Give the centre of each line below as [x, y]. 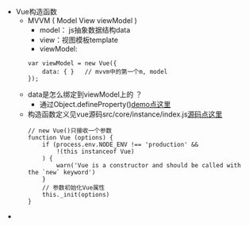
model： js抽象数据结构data [85, 30]
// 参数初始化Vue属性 [74, 188]
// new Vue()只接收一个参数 [70, 131]
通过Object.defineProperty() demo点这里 [105, 104]
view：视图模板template [79, 40]
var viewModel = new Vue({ [72, 63]
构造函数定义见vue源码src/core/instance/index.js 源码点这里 [125, 114]
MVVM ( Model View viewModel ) [82, 21]
